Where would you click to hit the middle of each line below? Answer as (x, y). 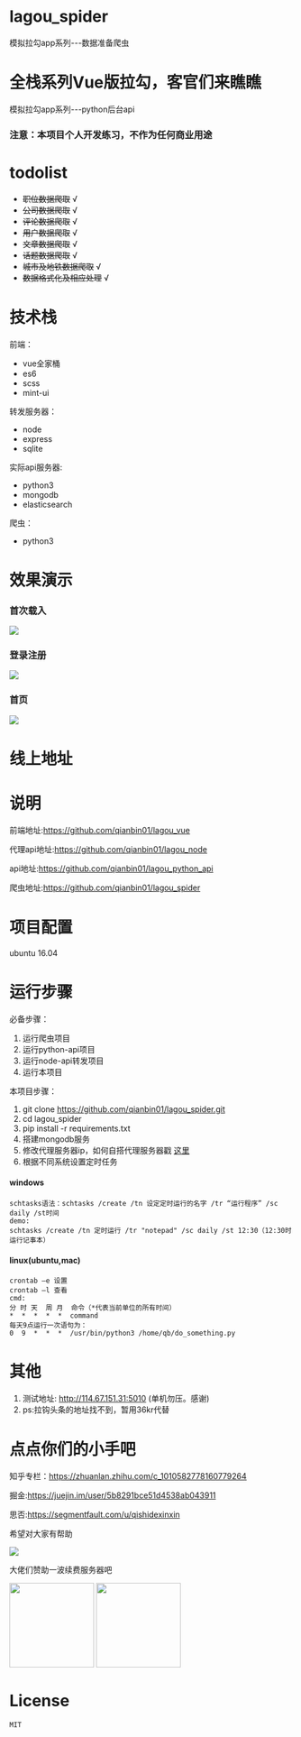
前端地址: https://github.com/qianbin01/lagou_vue (100, 830)
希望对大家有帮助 (41, 1534)
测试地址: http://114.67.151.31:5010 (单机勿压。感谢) (116, 1399)
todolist (39, 172)
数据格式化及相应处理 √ (66, 278)
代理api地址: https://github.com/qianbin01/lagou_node (108, 849)
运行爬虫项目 (46, 1038)
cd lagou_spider (52, 1118)
